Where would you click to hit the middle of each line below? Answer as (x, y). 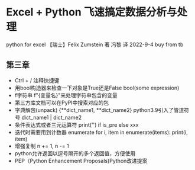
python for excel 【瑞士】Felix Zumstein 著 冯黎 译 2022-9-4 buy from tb (95, 44)
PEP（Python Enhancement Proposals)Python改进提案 (81, 161)
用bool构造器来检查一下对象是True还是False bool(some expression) (97, 88)
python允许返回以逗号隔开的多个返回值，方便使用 (75, 153)
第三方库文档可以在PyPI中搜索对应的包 (62, 102)
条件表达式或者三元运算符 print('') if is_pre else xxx (77, 124)
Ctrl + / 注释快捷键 (37, 80)
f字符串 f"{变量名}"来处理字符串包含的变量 (66, 95)
